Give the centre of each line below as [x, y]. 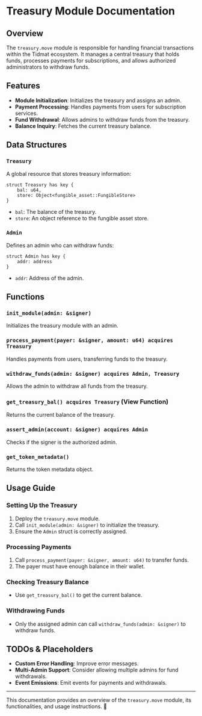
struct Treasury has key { [40, 185]
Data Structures [37, 145]
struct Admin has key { [36, 256]
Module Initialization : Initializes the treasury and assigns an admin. [98, 100]
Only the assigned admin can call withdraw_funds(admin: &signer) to [100, 624]
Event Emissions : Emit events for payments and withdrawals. [91, 683]
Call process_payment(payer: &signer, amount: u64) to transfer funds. [102, 560]
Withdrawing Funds [35, 611]
